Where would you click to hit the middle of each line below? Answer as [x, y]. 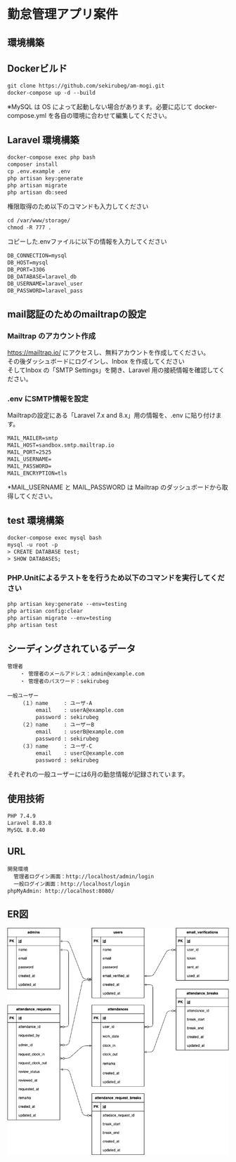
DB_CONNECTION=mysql [38, 256]
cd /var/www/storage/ [39, 221]
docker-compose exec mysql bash [54, 538]
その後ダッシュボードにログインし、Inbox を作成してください [96, 361]
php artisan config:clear [45, 612]
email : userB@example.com [80, 732]
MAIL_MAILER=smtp [33, 438]
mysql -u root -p [33, 545]
